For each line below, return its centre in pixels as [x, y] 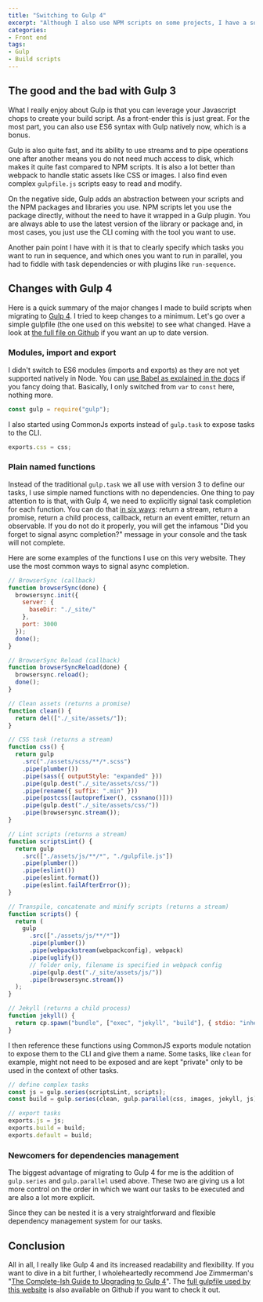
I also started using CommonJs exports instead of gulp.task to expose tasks [131, 424]
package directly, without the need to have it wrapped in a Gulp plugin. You [129, 215]
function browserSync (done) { [58, 588]
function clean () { [40, 711]
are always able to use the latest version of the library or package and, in [126, 224]
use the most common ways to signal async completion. [99, 566]
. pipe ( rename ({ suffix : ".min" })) [80, 791]
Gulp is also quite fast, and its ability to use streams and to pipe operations [128, 150]
